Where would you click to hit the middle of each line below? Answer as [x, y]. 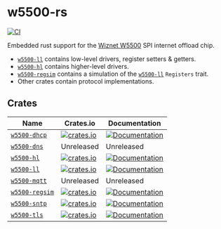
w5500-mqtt [29, 181]
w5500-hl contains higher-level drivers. [73, 66]
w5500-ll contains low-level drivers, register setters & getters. [107, 59]
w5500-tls [27, 215]
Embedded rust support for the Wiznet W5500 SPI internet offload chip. [111, 45]
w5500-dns [27, 146]
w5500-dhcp [29, 135]
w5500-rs [38, 12]
